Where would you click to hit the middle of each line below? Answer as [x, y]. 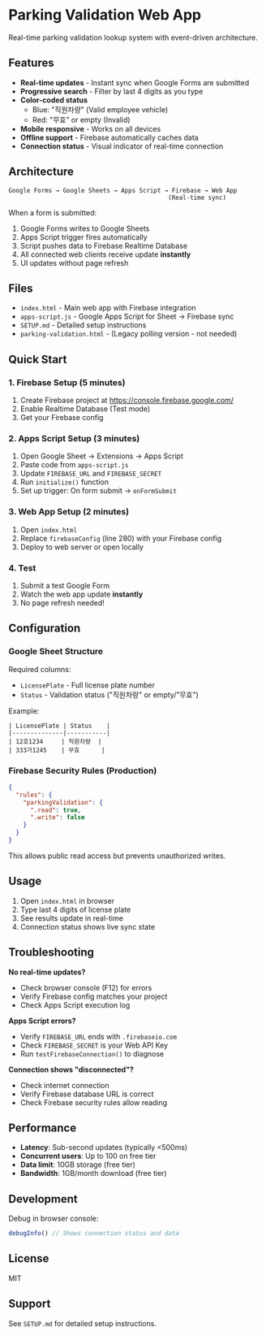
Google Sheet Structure [56, 652]
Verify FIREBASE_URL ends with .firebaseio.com [98, 1036]
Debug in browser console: [54, 1219]
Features [31, 63]
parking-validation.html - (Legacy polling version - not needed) [129, 334]
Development [43, 1199]
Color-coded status [54, 100]
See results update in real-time [72, 918]
